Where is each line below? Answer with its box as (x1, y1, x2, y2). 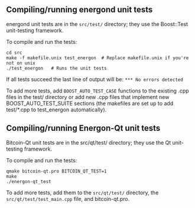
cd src (6, 50, 22, 56)
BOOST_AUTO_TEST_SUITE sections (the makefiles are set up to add (6, 100, 174, 107)
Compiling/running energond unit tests (6, 5, 153, 15)
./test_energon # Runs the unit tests (6, 65, 108, 71)
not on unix (6, 60, 35, 66)
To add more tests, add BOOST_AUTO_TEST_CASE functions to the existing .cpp (6, 87, 189, 94)
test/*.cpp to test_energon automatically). (6, 106, 107, 113)
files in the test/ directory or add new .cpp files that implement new (6, 93, 170, 100)
